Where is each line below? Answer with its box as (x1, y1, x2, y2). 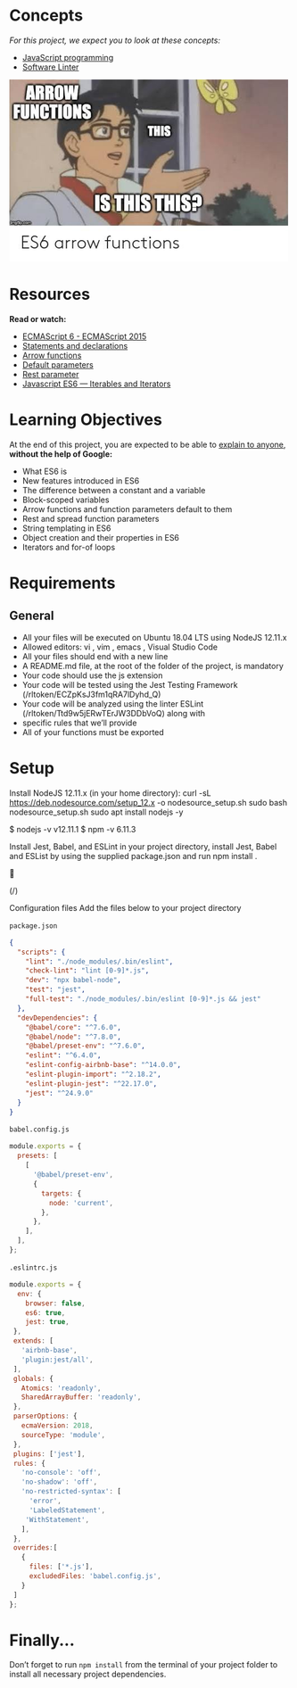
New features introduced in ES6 (21, 475, 140, 486)
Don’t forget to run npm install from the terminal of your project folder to (9, 1659, 278, 1670)
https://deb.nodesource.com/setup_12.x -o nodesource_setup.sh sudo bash (9, 797, 288, 807)
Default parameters (21, 359, 94, 370)
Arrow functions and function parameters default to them (21, 503, 233, 514)
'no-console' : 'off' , (21, 1469, 102, 1477)
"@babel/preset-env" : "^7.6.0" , (25, 1041, 145, 1051)
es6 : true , (25, 1308, 66, 1317)
